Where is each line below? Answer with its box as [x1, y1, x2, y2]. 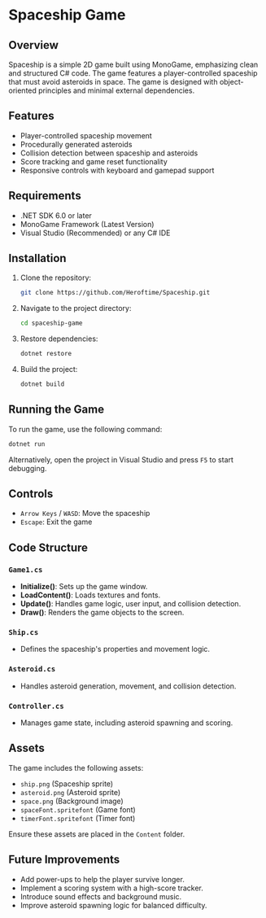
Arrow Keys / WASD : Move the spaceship [20, 509, 150, 518]
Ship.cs [8, 628, 39, 637]
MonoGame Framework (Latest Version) [20, 219, 155, 229]
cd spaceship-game [20, 319, 83, 327]
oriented [8, 85, 37, 95]
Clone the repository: [20, 273, 92, 282]
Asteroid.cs [8, 665, 56, 674]
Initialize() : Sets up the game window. [20, 582, 148, 592]
